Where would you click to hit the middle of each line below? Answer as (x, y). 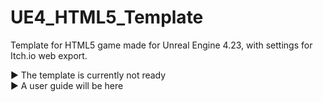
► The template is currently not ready (88, 75)
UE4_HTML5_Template (107, 17)
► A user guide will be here (67, 85)
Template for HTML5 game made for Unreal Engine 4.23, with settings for (161, 45)
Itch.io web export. (49, 55)
